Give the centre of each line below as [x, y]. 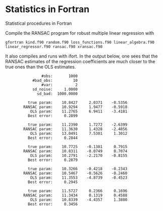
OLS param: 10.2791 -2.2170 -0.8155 [79, 155]
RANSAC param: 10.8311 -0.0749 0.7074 [75, 151]
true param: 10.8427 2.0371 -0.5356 [77, 102]
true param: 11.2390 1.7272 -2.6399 [77, 125]
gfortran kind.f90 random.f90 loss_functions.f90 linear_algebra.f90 [80, 42]
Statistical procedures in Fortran [39, 23]
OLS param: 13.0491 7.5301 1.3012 [79, 133]
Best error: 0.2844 [53, 138]
